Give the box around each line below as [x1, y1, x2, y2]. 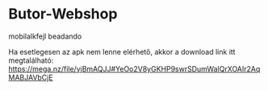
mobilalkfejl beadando [8, 31, 82, 41]
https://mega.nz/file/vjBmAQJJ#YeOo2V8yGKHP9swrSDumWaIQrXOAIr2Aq [8, 63, 261, 73]
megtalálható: [8, 55, 54, 65]
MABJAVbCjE [8, 72, 54, 82]
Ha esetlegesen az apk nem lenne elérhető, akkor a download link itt [8, 47, 236, 56]
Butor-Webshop [8, 5, 118, 23]
